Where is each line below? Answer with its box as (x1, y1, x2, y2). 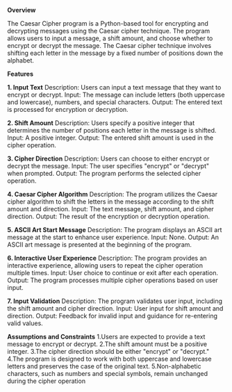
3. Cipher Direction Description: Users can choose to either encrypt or (7, 154, 210, 163)
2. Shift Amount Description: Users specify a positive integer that (7, 119, 195, 127)
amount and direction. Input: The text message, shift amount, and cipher (7, 205, 214, 213)
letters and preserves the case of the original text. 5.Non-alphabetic (7, 362, 201, 370)
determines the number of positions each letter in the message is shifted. (7, 126, 217, 134)
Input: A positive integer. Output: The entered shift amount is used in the (7, 133, 214, 142)
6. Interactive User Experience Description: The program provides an (7, 254, 207, 262)
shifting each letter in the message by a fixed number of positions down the (7, 49, 224, 57)
